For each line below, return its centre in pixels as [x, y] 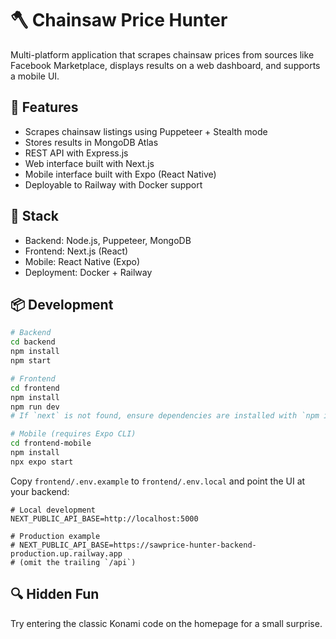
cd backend [33, 342]
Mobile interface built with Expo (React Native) [120, 174]
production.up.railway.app [66, 553]
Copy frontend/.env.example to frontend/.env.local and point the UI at [158, 481]
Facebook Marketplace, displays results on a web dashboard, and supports [165, 65]
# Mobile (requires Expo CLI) [73, 434]
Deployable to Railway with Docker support [113, 184]
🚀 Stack [35, 216]
